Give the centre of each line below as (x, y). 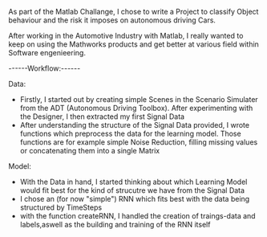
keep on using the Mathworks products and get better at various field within (133, 44)
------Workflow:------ (44, 68)
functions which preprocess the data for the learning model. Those (131, 133)
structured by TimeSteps (61, 207)
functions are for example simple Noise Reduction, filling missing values (139, 142)
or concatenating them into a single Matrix (90, 151)
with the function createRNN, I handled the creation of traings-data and (138, 216)
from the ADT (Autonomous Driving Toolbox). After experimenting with (136, 108)
